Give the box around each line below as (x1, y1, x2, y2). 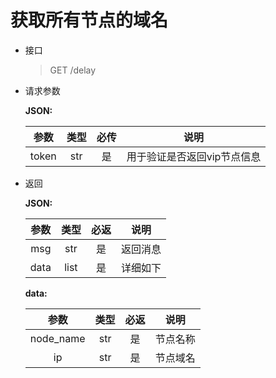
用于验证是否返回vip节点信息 (126, 149, 262, 163)
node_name (29, 331, 86, 345)
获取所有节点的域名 (10, 9, 169, 32)
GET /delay (49, 64, 97, 76)
